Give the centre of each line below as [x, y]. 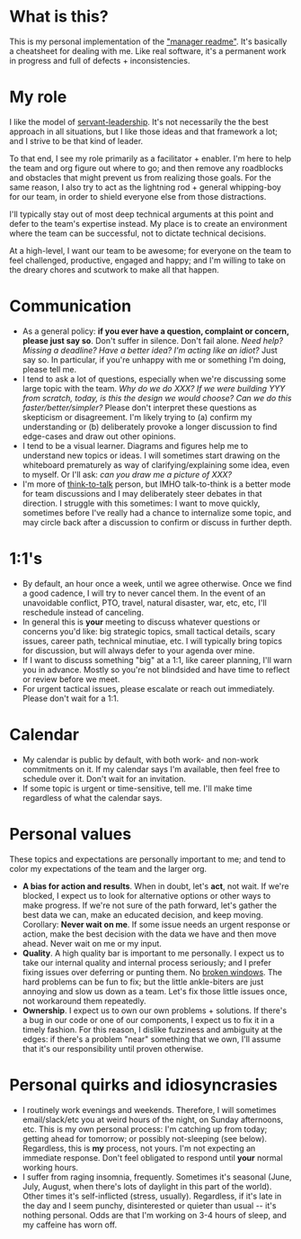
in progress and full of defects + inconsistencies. [100, 60]
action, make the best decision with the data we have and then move [149, 934]
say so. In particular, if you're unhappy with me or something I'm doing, [154, 359]
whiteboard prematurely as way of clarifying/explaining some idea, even [156, 464]
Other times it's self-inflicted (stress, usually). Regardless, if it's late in [152, 1196]
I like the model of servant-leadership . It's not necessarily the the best [139, 121]
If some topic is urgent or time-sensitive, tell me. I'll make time [137, 788]
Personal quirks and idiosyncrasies [144, 1085]
